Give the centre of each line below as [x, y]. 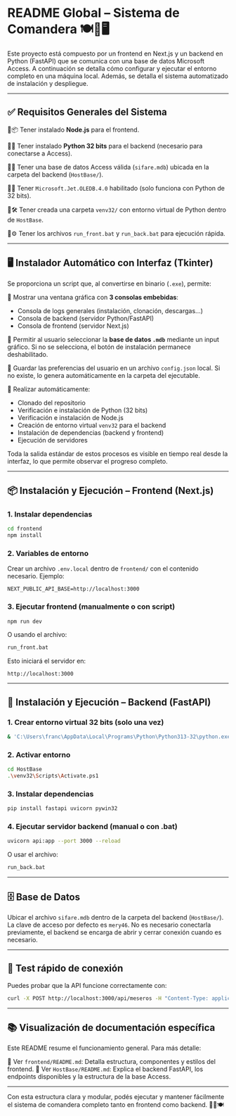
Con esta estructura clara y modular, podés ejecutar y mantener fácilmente [116, 1097]
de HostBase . [25, 220]
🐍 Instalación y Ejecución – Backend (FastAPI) [109, 702]
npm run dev [25, 621]
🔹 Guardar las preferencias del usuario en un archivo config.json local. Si [114, 368]
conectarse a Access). [40, 153]
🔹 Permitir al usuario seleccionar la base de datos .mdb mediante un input [113, 339]
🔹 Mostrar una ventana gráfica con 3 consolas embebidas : [93, 297]
